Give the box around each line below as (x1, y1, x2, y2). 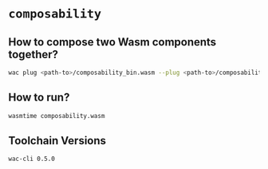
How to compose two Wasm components (8, 35, 217, 49)
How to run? (8, 91, 70, 104)
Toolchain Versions (8, 134, 106, 147)
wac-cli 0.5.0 (8, 155, 56, 163)
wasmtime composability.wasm (8, 112, 105, 120)
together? (8, 47, 58, 61)
